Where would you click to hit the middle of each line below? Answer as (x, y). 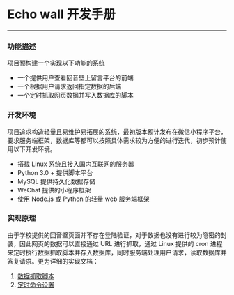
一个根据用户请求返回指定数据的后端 (69, 86)
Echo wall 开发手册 (62, 14)
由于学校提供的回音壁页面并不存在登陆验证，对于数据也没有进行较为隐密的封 (117, 235)
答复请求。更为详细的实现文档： (53, 261)
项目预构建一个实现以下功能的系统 (56, 63)
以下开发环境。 (34, 149)
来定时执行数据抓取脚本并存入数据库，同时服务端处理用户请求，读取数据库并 (117, 252)
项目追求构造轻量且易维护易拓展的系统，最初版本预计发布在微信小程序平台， (117, 131)
